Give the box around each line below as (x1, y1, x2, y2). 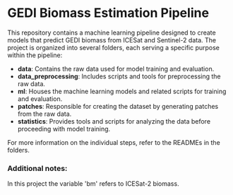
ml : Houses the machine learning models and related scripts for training (17, 87, 227, 95)
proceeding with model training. (17, 124, 111, 133)
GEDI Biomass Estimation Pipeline (7, 5, 210, 21)
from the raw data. (17, 110, 72, 118)
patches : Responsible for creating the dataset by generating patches (17, 102, 219, 110)
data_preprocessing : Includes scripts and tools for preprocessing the (17, 72, 221, 81)
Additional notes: (7, 163, 68, 173)
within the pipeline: (7, 51, 63, 59)
